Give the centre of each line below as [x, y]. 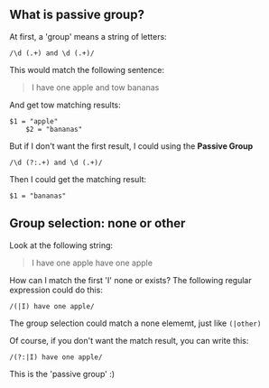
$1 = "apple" [34, 121]
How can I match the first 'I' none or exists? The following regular [130, 280]
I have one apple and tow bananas [95, 87]
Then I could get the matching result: [78, 179]
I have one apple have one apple [92, 263]
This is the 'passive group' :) [62, 374]
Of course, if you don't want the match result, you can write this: [129, 340]
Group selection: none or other [97, 223]
